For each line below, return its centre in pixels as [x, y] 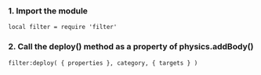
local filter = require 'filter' [63, 27]
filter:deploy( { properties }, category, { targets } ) [103, 63]
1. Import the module [48, 11]
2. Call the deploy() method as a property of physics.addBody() [131, 47]
